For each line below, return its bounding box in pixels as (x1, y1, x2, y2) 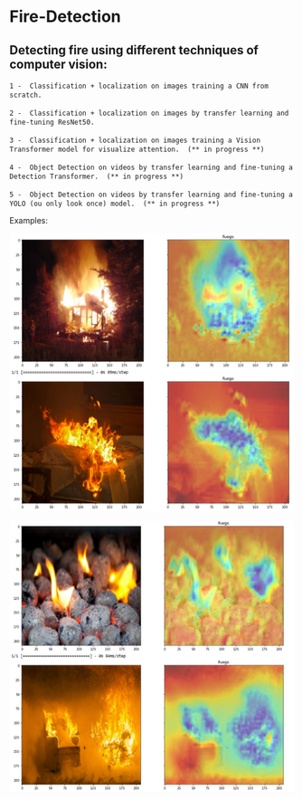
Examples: (9, 215, 48, 225)
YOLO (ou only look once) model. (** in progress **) (9, 199, 221, 208)
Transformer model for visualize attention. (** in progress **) (9, 145, 265, 154)
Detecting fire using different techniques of (9, 43, 260, 58)
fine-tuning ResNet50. (9, 118, 95, 127)
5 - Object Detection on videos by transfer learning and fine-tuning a (9, 190, 294, 199)
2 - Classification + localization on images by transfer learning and (9, 109, 289, 118)
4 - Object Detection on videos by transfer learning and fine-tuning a (9, 163, 294, 172)
